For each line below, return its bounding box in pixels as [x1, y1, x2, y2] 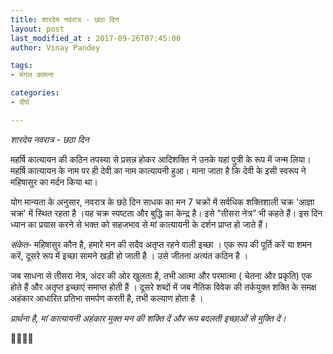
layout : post [10, 24, 65, 34]
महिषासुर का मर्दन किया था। [10, 176, 98, 188]
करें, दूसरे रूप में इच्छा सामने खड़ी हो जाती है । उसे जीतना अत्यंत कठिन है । [10, 249, 249, 261]
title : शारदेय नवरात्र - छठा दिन [10, 14, 120, 25]
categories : [10, 88, 60, 98]
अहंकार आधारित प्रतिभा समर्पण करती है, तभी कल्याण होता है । [10, 292, 204, 304]
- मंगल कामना [10, 70, 54, 80]
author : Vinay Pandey [10, 42, 101, 53]
